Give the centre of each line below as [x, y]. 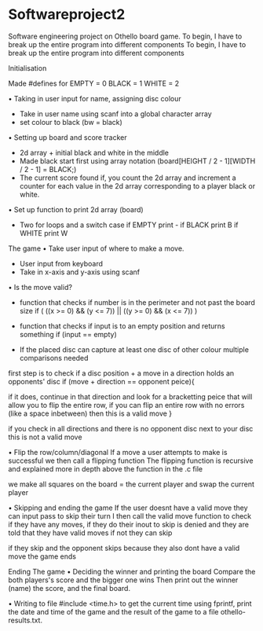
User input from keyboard [61, 263]
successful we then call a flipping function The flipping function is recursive [131, 460]
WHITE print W [44, 233]
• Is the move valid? [40, 287]
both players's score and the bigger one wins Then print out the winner [123, 580]
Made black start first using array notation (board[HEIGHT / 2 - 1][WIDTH [137, 161]
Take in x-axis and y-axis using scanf [80, 272]
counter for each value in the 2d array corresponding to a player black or [137, 185]
